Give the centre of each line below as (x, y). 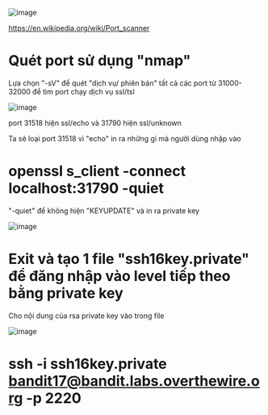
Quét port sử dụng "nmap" (100, 61)
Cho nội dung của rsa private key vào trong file (86, 316)
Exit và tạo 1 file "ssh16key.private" (129, 259)
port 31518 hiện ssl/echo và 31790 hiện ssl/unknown (95, 123)
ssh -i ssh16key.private (88, 364)
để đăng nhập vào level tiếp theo (119, 277)
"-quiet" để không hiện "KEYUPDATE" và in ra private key (104, 211)
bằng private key (66, 293)
